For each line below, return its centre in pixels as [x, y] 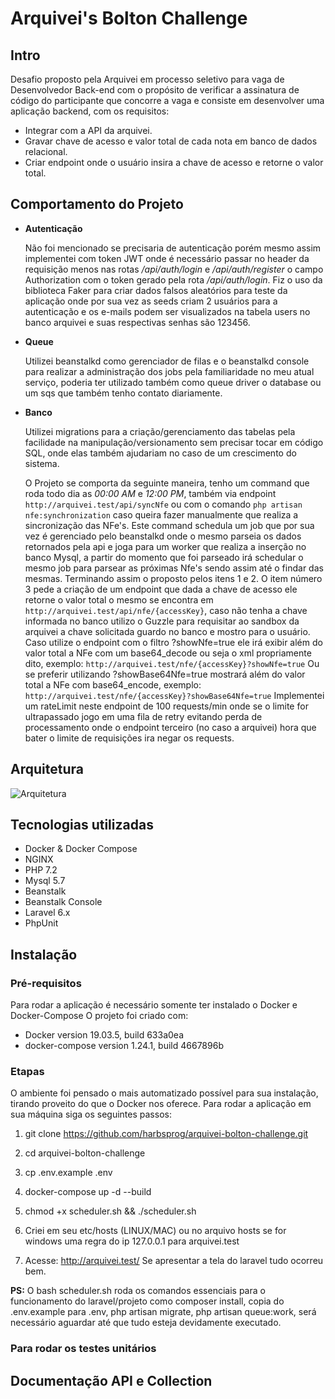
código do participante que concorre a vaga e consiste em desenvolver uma [167, 100]
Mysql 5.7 [45, 881]
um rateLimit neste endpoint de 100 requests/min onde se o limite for [166, 706]
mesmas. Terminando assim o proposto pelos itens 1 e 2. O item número [173, 578]
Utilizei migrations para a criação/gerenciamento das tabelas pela [160, 431]
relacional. [46, 151]
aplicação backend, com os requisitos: [90, 111]
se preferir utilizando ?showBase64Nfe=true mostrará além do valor [165, 674]
